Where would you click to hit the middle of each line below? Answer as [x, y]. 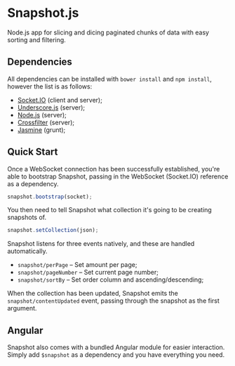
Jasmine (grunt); [41, 130]
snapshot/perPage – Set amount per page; [77, 265]
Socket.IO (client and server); [60, 100]
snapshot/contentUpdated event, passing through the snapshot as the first [113, 301]
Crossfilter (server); [46, 122]
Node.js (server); [42, 115]
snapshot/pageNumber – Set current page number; [88, 273]
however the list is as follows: [50, 86]
